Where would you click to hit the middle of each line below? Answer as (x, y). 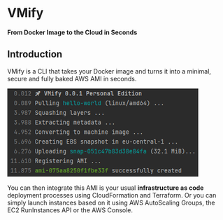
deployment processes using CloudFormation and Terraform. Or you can (112, 195)
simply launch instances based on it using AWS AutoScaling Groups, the (111, 202)
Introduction (35, 54)
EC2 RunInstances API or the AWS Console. (70, 210)
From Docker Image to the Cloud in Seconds (72, 32)
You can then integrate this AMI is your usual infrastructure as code (106, 188)
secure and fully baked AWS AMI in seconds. (72, 78)
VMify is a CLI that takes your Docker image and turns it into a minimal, (109, 71)
